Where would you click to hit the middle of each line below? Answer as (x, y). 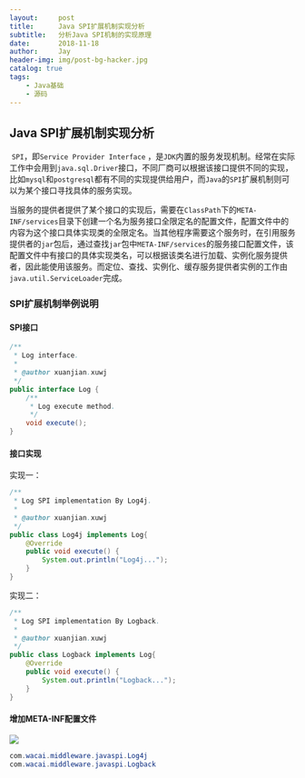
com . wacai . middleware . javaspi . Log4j (79, 755)
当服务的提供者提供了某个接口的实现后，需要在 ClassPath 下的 (123, 210)
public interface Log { (54, 389)
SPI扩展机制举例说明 (54, 304)
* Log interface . (46, 355)
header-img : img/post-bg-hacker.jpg (79, 60)
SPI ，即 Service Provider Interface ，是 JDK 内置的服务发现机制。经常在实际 (153, 156)
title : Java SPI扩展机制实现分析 (77, 26)
